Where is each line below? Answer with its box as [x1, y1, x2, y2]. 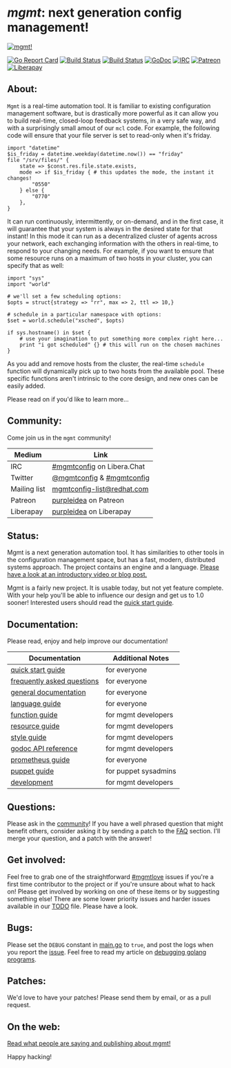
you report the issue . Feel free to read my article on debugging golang [7, 948, 207, 956]
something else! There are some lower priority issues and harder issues [7, 894, 211, 903]
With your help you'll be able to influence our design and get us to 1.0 [7, 591, 205, 599]
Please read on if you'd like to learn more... [7, 395, 129, 403]
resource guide [10, 721, 60, 731]
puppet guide [10, 766, 54, 776]
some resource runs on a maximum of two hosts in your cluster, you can [7, 254, 212, 262]
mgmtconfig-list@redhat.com [52, 484, 149, 494]
